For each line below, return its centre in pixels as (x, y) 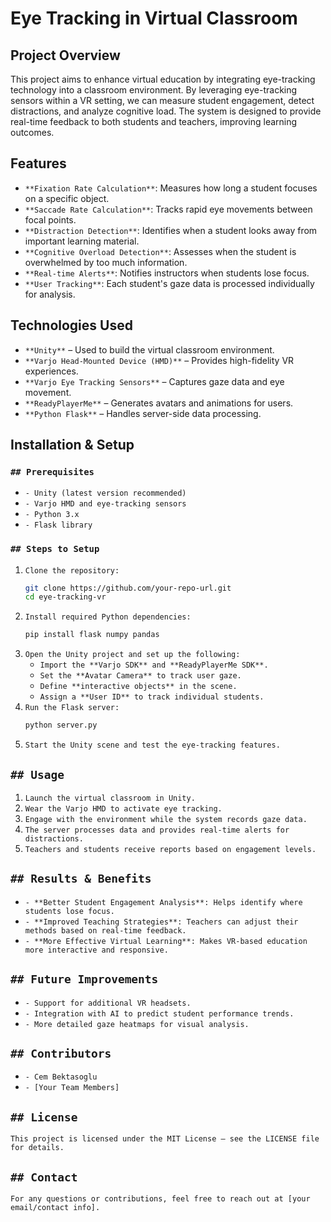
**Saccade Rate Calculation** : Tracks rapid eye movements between (168, 209)
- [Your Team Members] (72, 1088)
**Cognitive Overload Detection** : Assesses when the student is (160, 251)
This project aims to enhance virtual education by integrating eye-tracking (163, 79)
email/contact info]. (55, 1207)
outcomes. (32, 132)
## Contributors (61, 1053)
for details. (37, 1148)
